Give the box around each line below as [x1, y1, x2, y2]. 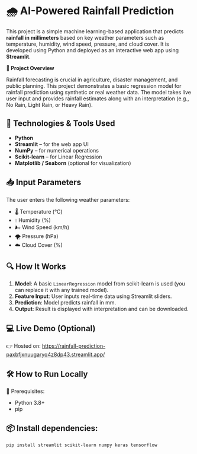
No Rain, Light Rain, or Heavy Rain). [6, 101, 93, 108]
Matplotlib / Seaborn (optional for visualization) [14, 159, 131, 166]
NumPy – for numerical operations [14, 147, 99, 154]
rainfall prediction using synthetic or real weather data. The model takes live [6, 88, 191, 96]
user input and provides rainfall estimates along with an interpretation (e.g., [6, 95, 189, 102]
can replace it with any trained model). [14, 287, 109, 294]
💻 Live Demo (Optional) [6, 323, 96, 334]
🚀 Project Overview [6, 64, 54, 71]
